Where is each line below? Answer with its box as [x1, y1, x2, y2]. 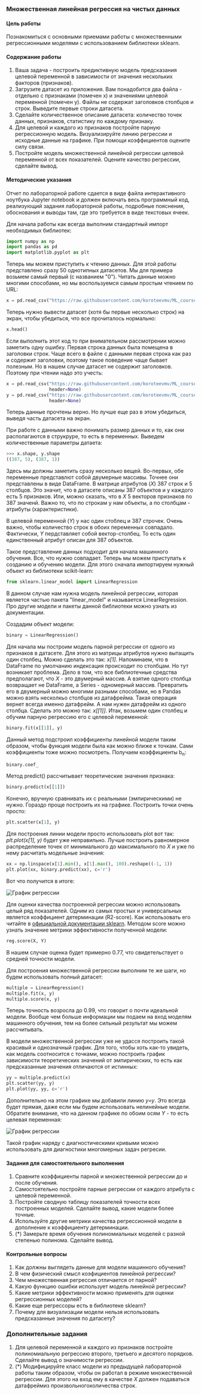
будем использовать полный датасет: [6, 973, 103, 980]
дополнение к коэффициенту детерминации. [14, 1224, 130, 1231]
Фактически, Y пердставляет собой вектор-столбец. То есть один [6, 530, 176, 537]
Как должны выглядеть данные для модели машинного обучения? [14, 1264, 186, 1271]
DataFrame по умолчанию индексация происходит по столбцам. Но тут [6, 662, 189, 669]
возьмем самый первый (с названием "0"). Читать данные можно [6, 273, 176, 281]
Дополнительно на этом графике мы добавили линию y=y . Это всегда [6, 1097, 186, 1104]
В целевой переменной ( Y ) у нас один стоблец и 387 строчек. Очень [6, 517, 183, 525]
